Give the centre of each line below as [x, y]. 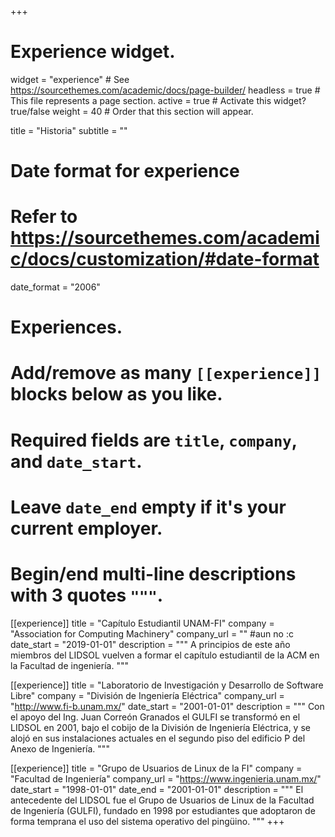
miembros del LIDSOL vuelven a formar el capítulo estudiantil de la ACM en [165, 655]
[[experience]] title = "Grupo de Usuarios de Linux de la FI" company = [156, 768]
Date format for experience [125, 171]
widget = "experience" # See [70, 79]
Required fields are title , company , [154, 440]
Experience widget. [93, 52]
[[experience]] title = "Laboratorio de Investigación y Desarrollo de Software [167, 685]
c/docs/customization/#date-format [165, 259]
